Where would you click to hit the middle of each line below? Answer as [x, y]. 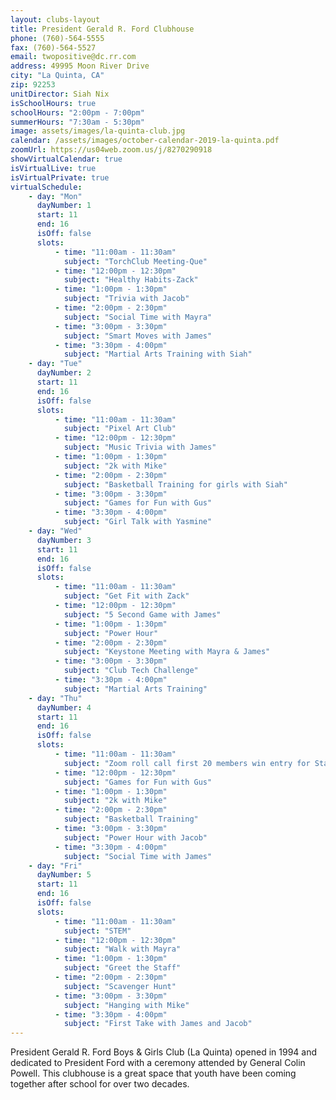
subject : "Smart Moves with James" [138, 336]
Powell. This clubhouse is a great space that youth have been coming [153, 1073]
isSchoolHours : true [53, 103]
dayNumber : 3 [64, 540]
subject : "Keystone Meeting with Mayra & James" [167, 652]
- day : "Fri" [55, 866]
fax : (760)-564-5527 [53, 47]
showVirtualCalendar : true [66, 159]
